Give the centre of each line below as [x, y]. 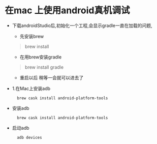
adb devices [29, 137]
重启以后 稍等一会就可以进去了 [52, 77]
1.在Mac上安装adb [31, 88]
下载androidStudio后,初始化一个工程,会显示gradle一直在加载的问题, [82, 25]
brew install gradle [44, 67]
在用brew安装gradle [41, 57]
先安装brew [32, 36]
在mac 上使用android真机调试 [67, 10]
